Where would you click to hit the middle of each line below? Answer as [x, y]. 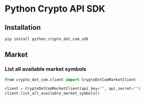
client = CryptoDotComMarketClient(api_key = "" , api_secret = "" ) [73, 89]
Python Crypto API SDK [55, 9]
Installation [23, 28]
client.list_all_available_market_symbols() [52, 93]
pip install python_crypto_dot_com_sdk [47, 39]
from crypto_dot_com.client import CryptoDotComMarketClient [70, 80]
